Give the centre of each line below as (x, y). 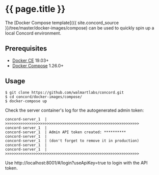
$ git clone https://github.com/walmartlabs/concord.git (65, 92)
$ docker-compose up (26, 101)
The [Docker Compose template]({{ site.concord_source (62, 23)
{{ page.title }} (35, 9)
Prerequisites (26, 48)
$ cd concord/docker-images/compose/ (44, 97)
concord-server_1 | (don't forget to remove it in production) (72, 141)
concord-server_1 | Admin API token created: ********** (66, 132)
